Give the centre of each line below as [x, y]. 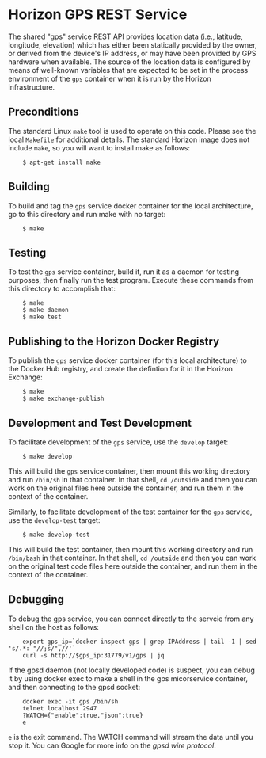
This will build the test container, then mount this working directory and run [131, 549]
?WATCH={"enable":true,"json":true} [83, 715]
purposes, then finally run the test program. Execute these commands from [131, 280]
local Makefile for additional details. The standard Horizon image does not [129, 139]
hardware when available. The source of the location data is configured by [129, 62]
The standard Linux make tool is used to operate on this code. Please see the [132, 131]
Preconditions [44, 112]
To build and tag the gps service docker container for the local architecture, [131, 206]
